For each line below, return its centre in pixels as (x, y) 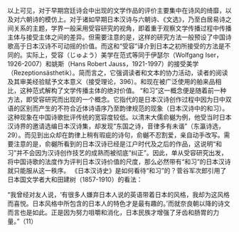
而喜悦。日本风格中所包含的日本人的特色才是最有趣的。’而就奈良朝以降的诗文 (119, 204)
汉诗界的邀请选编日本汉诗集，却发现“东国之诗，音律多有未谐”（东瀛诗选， (116, 126)
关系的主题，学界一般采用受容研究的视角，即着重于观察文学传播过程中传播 (122, 28)
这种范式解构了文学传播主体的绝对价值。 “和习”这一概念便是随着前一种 (123, 90)
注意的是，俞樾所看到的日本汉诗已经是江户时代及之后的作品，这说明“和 (118, 144)
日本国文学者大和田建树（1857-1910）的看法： (75, 179)
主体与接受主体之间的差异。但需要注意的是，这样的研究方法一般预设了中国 (116, 37)
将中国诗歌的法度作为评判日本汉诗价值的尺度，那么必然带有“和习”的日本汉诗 (119, 162)
